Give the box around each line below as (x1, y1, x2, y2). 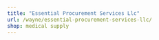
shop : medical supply (7, 22, 70, 29)
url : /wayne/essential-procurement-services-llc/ (7, 16, 153, 23)
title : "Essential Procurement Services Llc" (7, 9, 140, 17)
